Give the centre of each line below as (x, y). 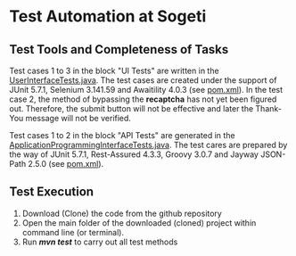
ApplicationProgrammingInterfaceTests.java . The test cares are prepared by (148, 145)
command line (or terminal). (73, 232)
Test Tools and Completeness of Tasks (119, 50)
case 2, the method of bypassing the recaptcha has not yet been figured (143, 99)
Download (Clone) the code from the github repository (122, 213)
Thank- (269, 108)
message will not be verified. (78, 118)
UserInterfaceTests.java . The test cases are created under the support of (143, 80)
